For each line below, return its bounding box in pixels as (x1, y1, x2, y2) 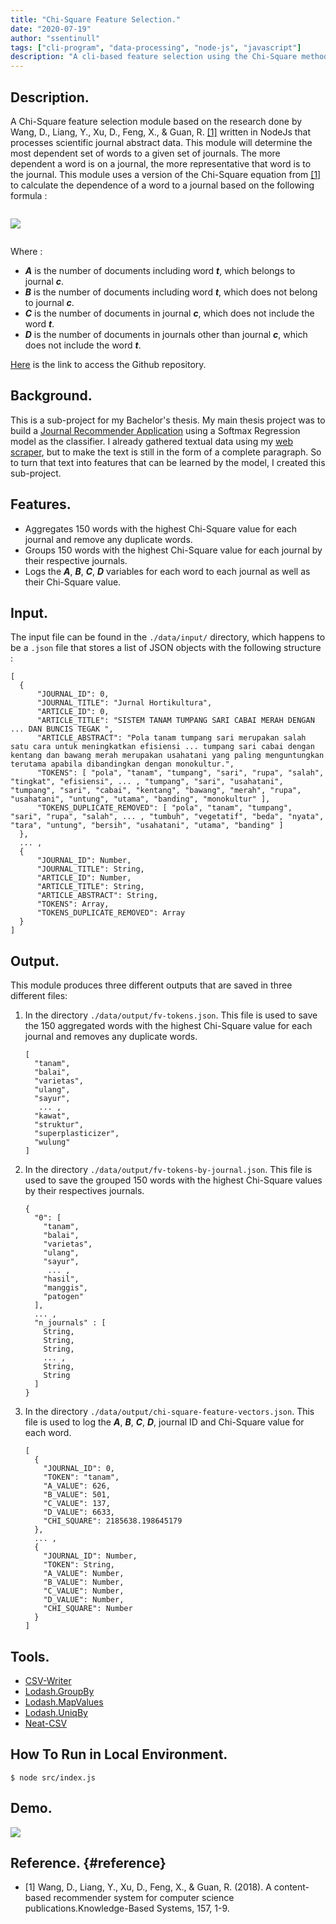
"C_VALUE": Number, (43, 1586, 125, 1596)
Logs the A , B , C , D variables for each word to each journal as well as (24, 565, 311, 577)
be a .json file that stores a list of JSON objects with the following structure (10, 642, 322, 654)
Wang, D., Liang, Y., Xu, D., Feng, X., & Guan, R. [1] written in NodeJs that (10, 126, 312, 138)
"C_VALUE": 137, (43, 1499, 111, 1509)
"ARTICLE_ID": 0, (36, 707, 110, 717)
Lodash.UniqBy (24, 1707, 88, 1718)
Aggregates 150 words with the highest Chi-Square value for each (24, 522, 298, 535)
